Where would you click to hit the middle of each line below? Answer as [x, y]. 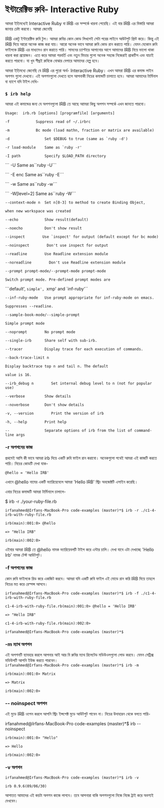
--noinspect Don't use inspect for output [57, 246]
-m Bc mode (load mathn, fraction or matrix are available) [80, 131]
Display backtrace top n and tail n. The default [57, 366]
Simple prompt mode [25, 324]
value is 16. [18, 375]
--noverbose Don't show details [45, 405]
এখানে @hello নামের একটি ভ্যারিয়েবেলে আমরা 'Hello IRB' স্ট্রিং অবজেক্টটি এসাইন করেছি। [71, 482]
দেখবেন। [12, 801]
